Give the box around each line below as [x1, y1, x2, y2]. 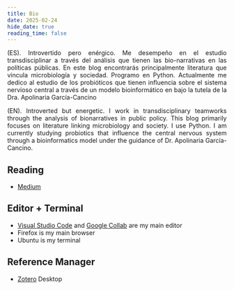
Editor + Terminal [7, 203, 84, 215]
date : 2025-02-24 [7, 17, 58, 24]
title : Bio [7, 10, 39, 17]
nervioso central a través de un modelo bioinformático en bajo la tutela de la [7, 86, 227, 94]
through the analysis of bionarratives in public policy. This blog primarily [7, 114, 227, 123]
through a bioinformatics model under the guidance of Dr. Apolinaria [7, 137, 204, 145]
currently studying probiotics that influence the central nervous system [7, 129, 227, 137]
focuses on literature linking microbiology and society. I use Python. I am [7, 121, 227, 130]
